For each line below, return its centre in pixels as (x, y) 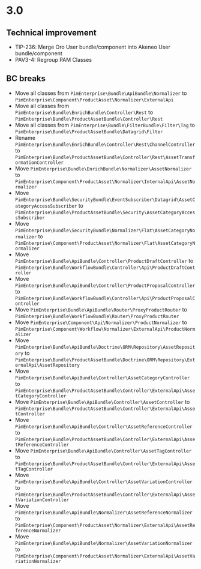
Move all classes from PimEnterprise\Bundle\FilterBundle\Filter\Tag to (105, 125)
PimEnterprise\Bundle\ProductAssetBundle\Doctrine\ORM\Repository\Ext (105, 360)
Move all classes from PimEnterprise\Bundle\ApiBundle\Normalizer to (101, 93)
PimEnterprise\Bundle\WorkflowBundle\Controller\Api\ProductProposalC (105, 298)
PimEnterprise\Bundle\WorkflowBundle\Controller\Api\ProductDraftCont (105, 268)
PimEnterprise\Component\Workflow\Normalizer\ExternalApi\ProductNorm (105, 329)
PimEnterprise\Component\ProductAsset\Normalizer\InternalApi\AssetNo (105, 182)
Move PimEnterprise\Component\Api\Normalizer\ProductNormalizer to (101, 322)
